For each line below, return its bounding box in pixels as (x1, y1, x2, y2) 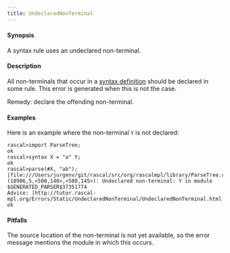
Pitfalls (7, 216, 27, 224)
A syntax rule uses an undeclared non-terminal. (7, 46, 142, 55)
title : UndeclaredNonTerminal (7, 10, 94, 17)
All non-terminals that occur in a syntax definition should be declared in (7, 77, 209, 85)
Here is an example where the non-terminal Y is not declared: (7, 129, 179, 137)
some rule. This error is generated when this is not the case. (7, 85, 177, 93)
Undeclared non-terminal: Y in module (101, 178, 213, 185)
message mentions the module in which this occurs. (7, 239, 154, 247)
